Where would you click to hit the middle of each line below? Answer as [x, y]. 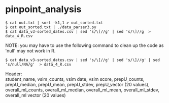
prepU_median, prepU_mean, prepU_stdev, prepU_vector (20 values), [77, 84]
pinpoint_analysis [43, 9]
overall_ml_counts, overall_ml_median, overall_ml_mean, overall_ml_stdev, [82, 90]
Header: [14, 74]
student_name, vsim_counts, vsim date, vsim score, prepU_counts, [75, 79]
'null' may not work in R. [30, 50]
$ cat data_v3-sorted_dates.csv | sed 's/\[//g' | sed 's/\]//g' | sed [82, 60]
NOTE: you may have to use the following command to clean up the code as [84, 45]
